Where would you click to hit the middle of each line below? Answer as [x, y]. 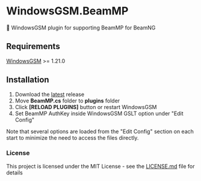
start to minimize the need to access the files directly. [73, 138]
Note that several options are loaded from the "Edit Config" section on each [100, 131]
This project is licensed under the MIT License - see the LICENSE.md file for [100, 166]
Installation [28, 80]
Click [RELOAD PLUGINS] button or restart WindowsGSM [86, 107]
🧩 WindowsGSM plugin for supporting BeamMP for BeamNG [81, 28]
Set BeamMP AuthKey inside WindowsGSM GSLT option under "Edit [99, 113]
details [14, 173]
